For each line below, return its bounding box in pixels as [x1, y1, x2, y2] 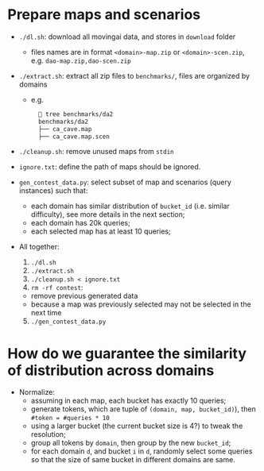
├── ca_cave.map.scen [37, 133, 111, 141]
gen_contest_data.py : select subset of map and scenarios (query [18, 177, 232, 187]
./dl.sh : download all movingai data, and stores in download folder [18, 32, 236, 41]
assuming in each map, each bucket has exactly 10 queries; [30, 396, 227, 406]
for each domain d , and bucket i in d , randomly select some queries [30, 446, 253, 456]
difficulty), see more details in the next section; [30, 210, 185, 219]
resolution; [30, 430, 67, 439]
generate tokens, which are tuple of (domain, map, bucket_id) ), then [30, 404, 256, 414]
